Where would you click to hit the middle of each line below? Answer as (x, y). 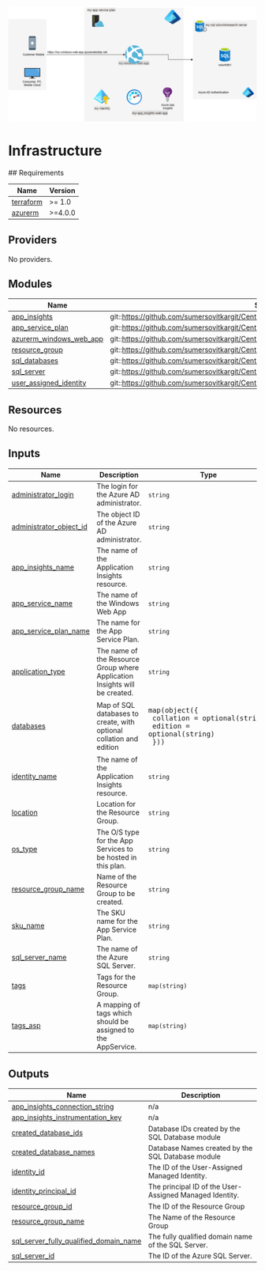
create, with (116, 721)
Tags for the (116, 977)
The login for (117, 486)
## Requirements (36, 173)
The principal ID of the (185, 1187)
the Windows (118, 603)
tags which (114, 1013)
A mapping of (118, 1004)
